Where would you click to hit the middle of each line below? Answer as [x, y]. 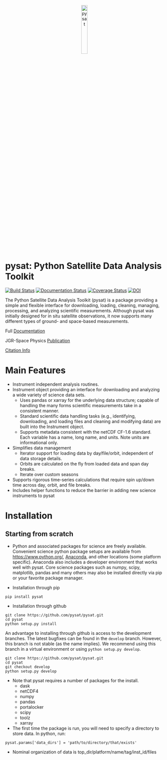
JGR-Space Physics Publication [38, 340]
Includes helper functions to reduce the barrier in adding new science [84, 490]
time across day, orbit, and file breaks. [52, 485]
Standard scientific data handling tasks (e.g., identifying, [78, 416]
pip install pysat [24, 597]
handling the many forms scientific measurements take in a [81, 405]
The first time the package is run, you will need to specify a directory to [86, 728]
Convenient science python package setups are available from [77, 551]
